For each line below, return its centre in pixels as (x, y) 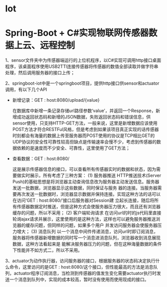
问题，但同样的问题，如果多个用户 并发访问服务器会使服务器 (96, 225)
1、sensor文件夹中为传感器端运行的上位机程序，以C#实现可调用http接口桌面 (83, 60)
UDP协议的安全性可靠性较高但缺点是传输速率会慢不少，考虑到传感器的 (84, 142)
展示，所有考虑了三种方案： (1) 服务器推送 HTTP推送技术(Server (95, 175)
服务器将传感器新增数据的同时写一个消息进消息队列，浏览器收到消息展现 (86, 238)
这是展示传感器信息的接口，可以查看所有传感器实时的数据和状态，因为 (84, 169)
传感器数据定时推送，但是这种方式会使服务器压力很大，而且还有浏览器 (88, 207)
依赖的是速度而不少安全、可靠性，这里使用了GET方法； (73, 148)
